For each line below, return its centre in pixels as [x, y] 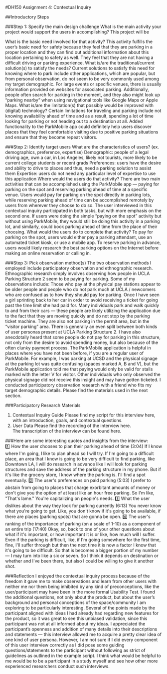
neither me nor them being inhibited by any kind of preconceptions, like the [82, 586]
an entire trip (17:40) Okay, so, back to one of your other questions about [80, 529]
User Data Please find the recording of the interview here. [72, 425]
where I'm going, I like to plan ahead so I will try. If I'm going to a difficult [80, 453]
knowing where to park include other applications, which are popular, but [80, 73]
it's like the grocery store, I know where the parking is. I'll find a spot [76, 475]
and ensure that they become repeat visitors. [51, 137]
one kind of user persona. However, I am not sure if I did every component [82, 640]
